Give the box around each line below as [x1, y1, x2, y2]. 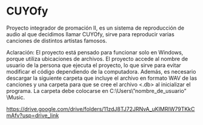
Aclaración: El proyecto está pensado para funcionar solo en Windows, [6, 48, 184, 56]
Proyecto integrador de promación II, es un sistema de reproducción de [6, 24, 185, 31]
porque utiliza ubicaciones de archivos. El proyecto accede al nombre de [6, 55, 188, 62]
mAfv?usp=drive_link [6, 112, 59, 119]
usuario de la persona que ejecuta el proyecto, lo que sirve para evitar [6, 62, 182, 69]
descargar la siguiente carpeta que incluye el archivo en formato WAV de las [6, 74, 198, 82]
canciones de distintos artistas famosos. [6, 37, 107, 44]
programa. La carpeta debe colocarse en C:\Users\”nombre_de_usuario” [6, 87, 187, 94]
